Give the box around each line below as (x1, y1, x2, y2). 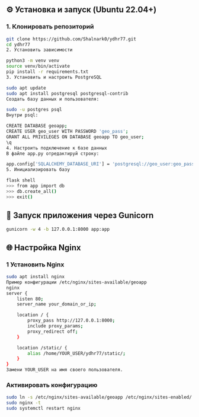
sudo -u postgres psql (6, 107, 62, 113)
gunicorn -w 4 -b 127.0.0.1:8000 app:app (6, 226, 110, 232)
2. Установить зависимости (6, 47, 73, 53)
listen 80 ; (17, 296, 44, 302)
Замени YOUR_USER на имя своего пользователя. (6, 367, 123, 373)
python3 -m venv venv (6, 58, 60, 64)
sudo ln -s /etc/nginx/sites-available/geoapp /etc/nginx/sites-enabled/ (6, 394, 192, 400)
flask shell (6, 177, 36, 183)
